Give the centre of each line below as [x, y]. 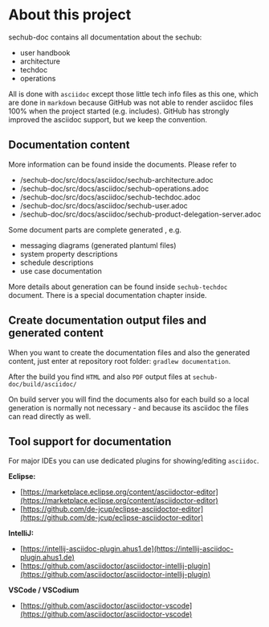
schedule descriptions [57, 262]
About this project [70, 15]
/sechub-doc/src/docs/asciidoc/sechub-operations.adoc [114, 188]
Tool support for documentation [90, 441]
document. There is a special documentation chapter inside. [108, 295]
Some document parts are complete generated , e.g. [95, 229]
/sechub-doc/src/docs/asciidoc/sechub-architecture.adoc [117, 179]
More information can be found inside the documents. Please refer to [122, 164]
